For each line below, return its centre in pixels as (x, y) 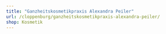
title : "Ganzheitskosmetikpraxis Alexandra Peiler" (70, 11)
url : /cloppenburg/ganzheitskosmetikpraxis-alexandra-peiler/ (83, 17)
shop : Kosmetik (24, 22)
